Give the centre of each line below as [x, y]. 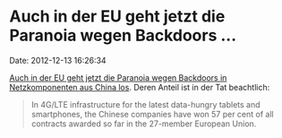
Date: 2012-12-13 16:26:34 [58, 60]
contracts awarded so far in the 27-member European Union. [144, 124]
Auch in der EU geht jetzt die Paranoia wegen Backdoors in [118, 77]
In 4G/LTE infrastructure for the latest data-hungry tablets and [146, 104]
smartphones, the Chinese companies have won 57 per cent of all [153, 114]
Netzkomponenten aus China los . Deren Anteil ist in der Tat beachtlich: [140, 87]
